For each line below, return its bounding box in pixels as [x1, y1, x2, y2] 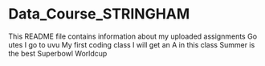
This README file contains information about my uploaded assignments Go [8, 31, 258, 41]
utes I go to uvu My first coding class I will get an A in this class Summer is [8, 39, 255, 49]
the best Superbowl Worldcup [8, 48, 108, 58]
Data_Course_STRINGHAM [8, 5, 190, 23]
